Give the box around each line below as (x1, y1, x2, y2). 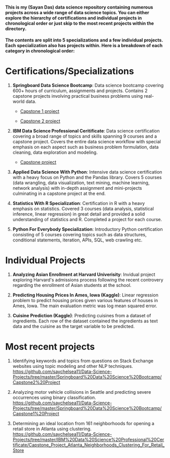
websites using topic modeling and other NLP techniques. (12, 363, 133, 369)
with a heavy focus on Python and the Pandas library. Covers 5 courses (12, 175, 162, 181)
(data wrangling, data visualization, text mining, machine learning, (12, 180, 150, 186)
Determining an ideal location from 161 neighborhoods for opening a (12, 421, 154, 426)
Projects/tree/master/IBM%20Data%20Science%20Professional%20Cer (12, 437, 164, 442)
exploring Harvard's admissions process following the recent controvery (12, 277, 163, 283)
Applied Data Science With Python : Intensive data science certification (12, 169, 162, 175)
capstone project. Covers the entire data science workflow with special (12, 139, 161, 145)
